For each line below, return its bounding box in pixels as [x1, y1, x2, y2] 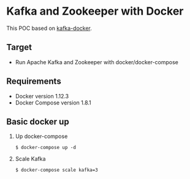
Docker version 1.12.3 [15, 92, 69, 100]
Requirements [6, 76, 61, 87]
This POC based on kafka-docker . [6, 24, 92, 32]
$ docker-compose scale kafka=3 [15, 167, 98, 174]
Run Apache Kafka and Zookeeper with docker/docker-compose [15, 58, 179, 65]
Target [6, 42, 32, 53]
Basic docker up [6, 116, 69, 126]
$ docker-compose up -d [15, 145, 77, 151]
